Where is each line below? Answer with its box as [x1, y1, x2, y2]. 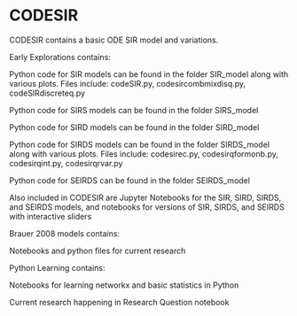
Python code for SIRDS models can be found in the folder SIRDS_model [9, 139, 270, 150]
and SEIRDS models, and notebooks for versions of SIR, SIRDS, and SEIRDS [9, 201, 285, 212]
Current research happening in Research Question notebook [9, 297, 230, 307]
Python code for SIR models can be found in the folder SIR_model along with [9, 68, 289, 80]
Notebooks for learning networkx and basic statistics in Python [9, 280, 239, 290]
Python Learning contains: [9, 262, 106, 273]
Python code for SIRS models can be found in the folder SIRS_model [9, 104, 259, 115]
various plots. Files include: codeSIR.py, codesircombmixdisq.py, [9, 78, 246, 89]
